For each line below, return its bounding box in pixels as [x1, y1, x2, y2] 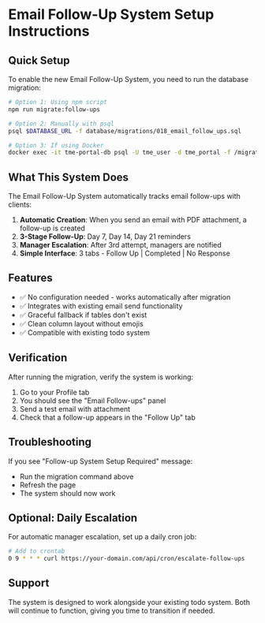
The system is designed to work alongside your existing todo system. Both [8, 597, 251, 606]
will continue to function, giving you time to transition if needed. [8, 606, 215, 615]
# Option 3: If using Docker [8, 141, 104, 149]
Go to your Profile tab [19, 387, 90, 397]
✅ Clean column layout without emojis [19, 319, 144, 328]
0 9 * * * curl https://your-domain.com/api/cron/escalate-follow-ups [8, 554, 245, 563]
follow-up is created [19, 223, 85, 233]
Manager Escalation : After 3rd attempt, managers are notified [19, 241, 222, 250]
